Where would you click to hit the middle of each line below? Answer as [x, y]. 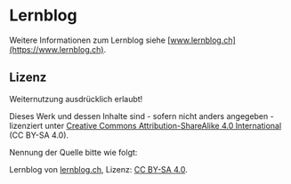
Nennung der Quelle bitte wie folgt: [73, 152]
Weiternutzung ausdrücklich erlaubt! [76, 99]
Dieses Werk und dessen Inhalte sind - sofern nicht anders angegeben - [141, 116]
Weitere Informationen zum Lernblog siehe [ [90, 40]
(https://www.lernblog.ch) [57, 49]
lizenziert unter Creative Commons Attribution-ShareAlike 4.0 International [145, 125]
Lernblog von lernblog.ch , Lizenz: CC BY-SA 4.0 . [99, 169]
